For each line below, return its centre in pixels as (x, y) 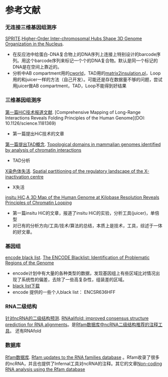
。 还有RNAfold (26, 331)
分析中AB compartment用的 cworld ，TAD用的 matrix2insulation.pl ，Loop (87, 73)
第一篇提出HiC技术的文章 (38, 134)
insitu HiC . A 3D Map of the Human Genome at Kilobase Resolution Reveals (82, 197)
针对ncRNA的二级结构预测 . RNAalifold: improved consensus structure (77, 319)
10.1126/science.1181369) (31, 123)
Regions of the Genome (30, 263)
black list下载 (26, 286)
